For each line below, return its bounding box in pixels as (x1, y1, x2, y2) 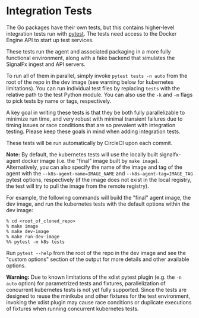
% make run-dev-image (6, 234, 60, 240)
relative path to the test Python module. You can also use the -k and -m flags (6, 91, 193, 98)
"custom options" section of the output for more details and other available (6, 256, 189, 263)
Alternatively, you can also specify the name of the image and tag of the (6, 163, 183, 171)
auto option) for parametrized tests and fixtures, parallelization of (6, 279, 166, 286)
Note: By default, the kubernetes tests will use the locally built (6, 150, 159, 158)
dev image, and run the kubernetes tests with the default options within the (6, 200, 190, 207)
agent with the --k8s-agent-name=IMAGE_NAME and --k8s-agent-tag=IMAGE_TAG (6, 169, 193, 177)
